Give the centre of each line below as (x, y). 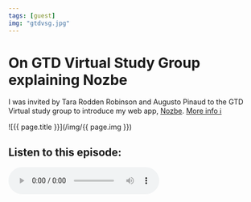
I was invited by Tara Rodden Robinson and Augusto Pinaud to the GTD (126, 102)
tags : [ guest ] (32, 16)
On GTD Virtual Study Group (105, 63)
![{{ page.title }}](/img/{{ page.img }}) (70, 127)
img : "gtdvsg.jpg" (39, 23)
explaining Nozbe (68, 80)
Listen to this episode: (65, 152)
